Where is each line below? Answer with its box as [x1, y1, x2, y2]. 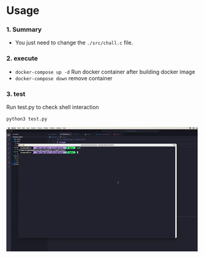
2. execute [6, 54, 38, 63]
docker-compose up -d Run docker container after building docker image [15, 68, 195, 75]
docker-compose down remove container [15, 74, 113, 82]
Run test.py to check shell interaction [6, 104, 99, 111]
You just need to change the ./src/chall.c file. [15, 39, 134, 46]
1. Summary [6, 25, 42, 34]
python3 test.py [6, 116, 47, 122]
